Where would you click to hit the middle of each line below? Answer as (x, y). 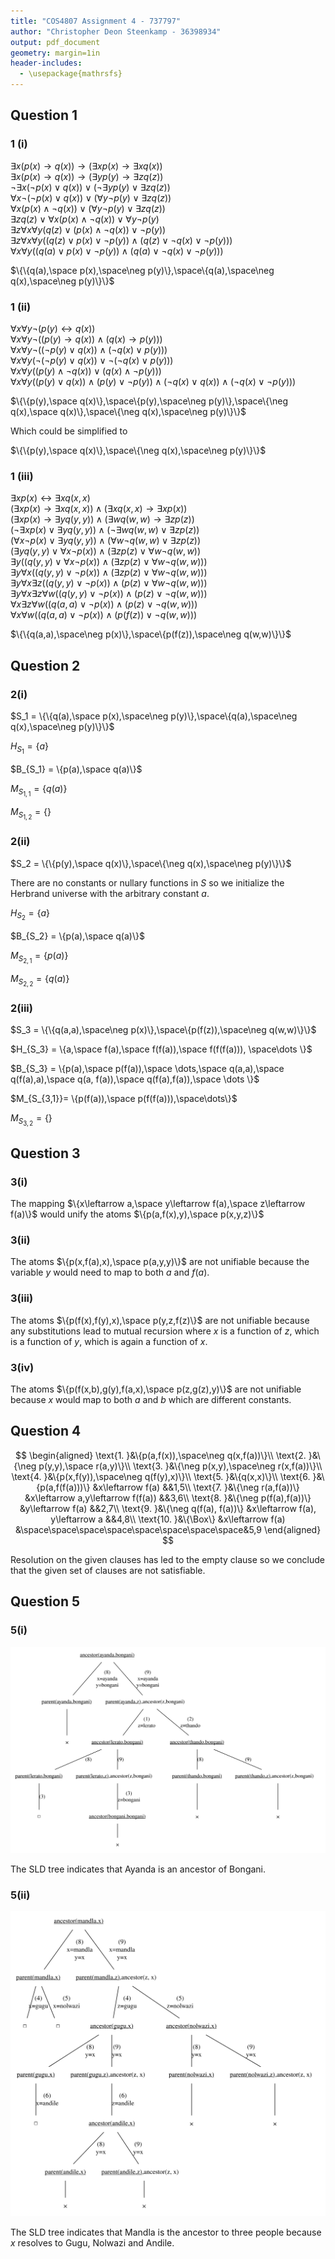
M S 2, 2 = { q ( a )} (40, 980)
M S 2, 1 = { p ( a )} (39, 957)
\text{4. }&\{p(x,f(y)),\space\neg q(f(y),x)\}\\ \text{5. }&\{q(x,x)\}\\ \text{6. (161, 1476)
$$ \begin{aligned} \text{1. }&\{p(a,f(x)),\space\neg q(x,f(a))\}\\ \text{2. (161, 1455)
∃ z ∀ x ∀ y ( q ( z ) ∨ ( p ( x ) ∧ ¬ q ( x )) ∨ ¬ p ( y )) (88, 229)
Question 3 (45, 1153)
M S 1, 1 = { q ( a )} (39, 791)
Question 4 (46, 1431)
